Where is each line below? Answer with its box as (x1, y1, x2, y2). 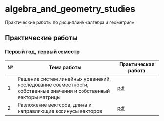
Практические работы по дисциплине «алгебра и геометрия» (5, 20, 134, 25)
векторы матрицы (18, 94, 61, 101)
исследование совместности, (18, 81, 89, 88)
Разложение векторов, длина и (18, 101, 92, 108)
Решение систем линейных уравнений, (18, 75, 111, 82)
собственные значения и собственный (18, 87, 110, 94)
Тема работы (48, 64, 82, 71)
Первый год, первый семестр (5, 48, 80, 55)
